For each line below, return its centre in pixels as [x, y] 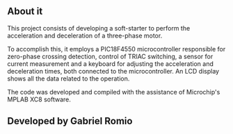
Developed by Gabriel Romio [70, 121]
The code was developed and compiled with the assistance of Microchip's [114, 92]
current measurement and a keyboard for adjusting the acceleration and [110, 64]
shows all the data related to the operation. [69, 78]
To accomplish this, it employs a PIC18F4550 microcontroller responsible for [116, 49]
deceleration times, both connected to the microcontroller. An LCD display [113, 71]
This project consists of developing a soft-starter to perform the [99, 28]
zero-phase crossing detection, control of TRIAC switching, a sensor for [110, 56]
